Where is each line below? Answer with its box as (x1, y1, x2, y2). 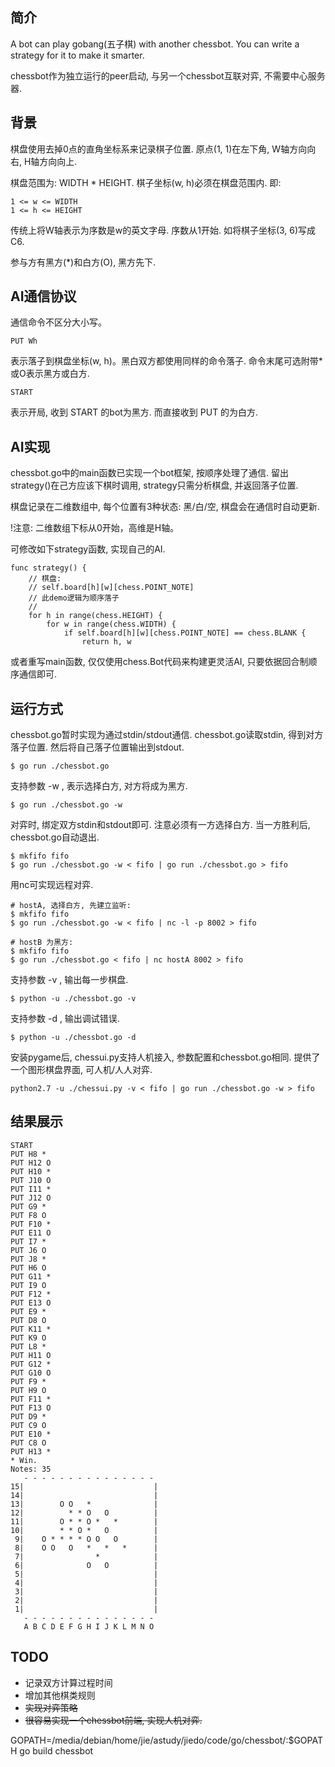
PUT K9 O (10, 1333, 47, 1343)
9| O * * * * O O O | (14, 1534, 159, 1544)
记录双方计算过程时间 (24, 1676, 113, 1688)
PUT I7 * (10, 1236, 47, 1247)
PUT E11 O (10, 1228, 52, 1238)
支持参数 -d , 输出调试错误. (10, 1013, 120, 1025)
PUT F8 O (10, 1210, 47, 1220)
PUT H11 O (10, 1350, 52, 1360)
